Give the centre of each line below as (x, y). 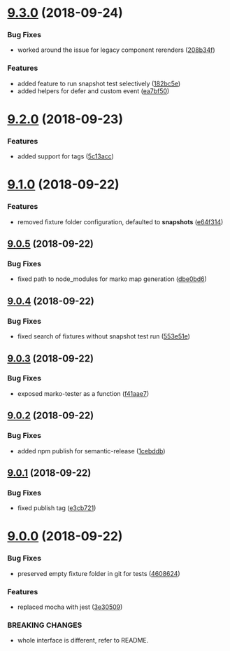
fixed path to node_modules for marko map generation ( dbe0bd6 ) (112, 279)
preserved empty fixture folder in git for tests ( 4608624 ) (99, 573)
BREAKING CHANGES (45, 625)
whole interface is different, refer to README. (83, 640)
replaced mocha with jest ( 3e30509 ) (70, 607)
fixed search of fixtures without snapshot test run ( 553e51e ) (104, 336)
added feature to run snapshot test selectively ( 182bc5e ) (99, 83)
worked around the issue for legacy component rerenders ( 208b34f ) (116, 50)
